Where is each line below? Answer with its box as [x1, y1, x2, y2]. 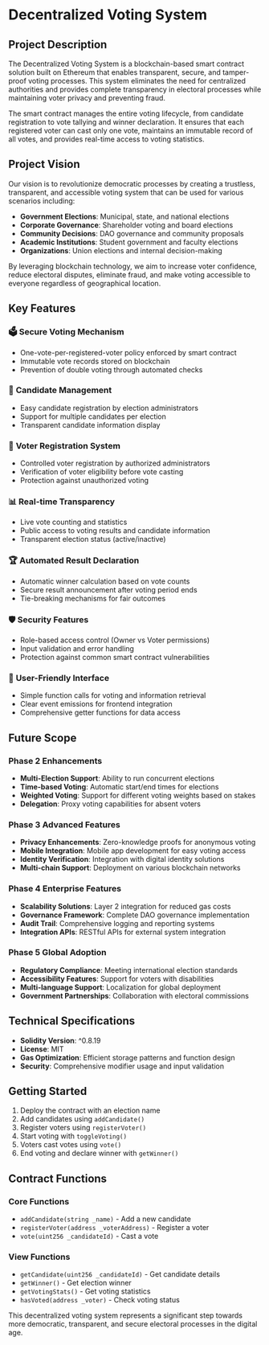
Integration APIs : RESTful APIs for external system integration [19, 927, 226, 937]
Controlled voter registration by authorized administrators [19, 458, 210, 468]
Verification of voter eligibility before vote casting [19, 467, 184, 477]
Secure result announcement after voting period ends [19, 584, 198, 594]
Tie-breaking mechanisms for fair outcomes [19, 593, 166, 603]
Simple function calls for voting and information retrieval [19, 691, 206, 700]
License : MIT [19, 1044, 64, 1054]
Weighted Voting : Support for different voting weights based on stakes [19, 790, 256, 800]
